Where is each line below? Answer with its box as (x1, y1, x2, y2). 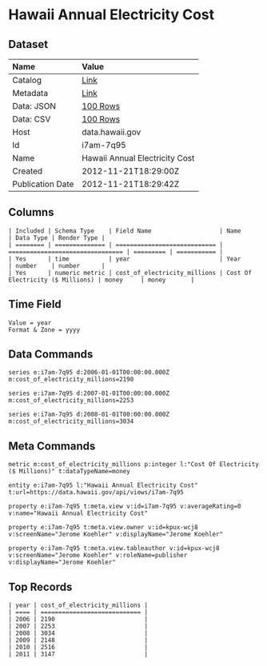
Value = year (8, 318, 52, 327)
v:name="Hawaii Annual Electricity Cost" (8, 509, 149, 517)
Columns (8, 205, 54, 219)
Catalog (12, 74, 42, 86)
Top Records (8, 580, 73, 593)
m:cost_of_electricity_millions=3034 (8, 417, 134, 425)
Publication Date (12, 178, 74, 189)
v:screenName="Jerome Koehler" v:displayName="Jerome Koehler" (8, 530, 224, 539)
